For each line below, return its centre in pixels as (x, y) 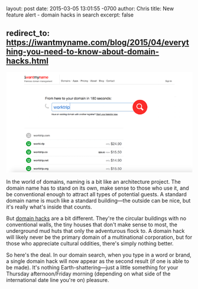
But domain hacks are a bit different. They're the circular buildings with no (96, 219)
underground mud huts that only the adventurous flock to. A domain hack (95, 231)
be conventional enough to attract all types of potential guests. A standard (97, 194)
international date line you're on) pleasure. (58, 280)
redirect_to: (28, 33)
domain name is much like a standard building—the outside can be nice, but (98, 201)
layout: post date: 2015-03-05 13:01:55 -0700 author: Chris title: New (90, 9)
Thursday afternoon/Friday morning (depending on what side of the (88, 274)
